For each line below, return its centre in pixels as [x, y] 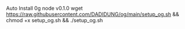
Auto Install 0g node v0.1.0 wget [44, 8]
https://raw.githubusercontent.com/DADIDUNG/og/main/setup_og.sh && [93, 14]
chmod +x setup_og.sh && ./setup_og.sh [55, 20]
